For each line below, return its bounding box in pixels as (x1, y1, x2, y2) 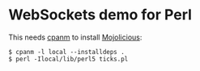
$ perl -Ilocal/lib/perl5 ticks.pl (8, 55, 129, 63)
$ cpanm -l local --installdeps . (8, 48, 126, 56)
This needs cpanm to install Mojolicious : (8, 32, 143, 42)
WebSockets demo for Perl (8, 6, 193, 24)
